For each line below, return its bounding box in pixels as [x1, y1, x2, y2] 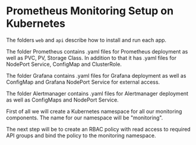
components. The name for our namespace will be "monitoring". [6, 114, 163, 121]
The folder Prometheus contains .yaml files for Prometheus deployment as [6, 48, 188, 55]
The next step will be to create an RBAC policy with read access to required [6, 125, 191, 133]
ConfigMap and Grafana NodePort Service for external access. [6, 78, 160, 86]
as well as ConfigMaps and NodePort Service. [6, 96, 119, 103]
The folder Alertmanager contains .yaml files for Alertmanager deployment [6, 90, 189, 97]
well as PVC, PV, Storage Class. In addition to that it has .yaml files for [6, 54, 177, 61]
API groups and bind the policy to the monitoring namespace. [6, 132, 156, 139]
